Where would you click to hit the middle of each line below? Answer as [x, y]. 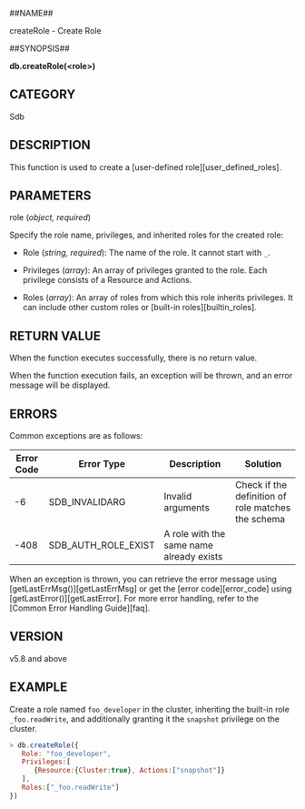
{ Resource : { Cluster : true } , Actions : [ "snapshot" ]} [129, 771]
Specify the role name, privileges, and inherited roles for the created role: [147, 235]
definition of [261, 497]
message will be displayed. [60, 385]
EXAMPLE [39, 688]
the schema [260, 520]
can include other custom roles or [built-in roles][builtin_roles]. [139, 308]
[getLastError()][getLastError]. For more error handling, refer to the [134, 599]
